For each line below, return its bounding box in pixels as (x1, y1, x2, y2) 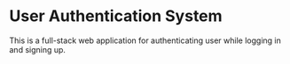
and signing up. (9, 44, 67, 54)
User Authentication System (9, 6, 223, 26)
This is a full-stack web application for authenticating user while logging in (9, 35, 281, 46)
